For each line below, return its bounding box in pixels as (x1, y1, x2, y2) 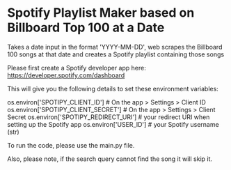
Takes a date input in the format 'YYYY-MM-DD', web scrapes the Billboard (7, 42, 223, 51)
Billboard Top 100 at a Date (7, 20, 165, 36)
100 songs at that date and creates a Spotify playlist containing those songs (7, 50, 225, 59)
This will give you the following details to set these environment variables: (7, 84, 219, 93)
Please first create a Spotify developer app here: (7, 63, 146, 72)
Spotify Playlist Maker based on (7, 5, 195, 21)
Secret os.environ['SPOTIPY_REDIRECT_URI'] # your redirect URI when (7, 113, 210, 121)
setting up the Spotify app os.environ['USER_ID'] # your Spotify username (7, 120, 219, 128)
